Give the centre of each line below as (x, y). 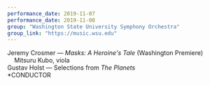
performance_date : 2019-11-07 (51, 14)
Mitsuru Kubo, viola (42, 61)
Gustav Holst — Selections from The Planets (71, 68)
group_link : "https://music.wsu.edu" (62, 33)
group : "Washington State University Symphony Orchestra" (93, 26)
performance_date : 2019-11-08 (51, 20)
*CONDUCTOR (29, 75)
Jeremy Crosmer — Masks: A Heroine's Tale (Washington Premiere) (105, 53)
